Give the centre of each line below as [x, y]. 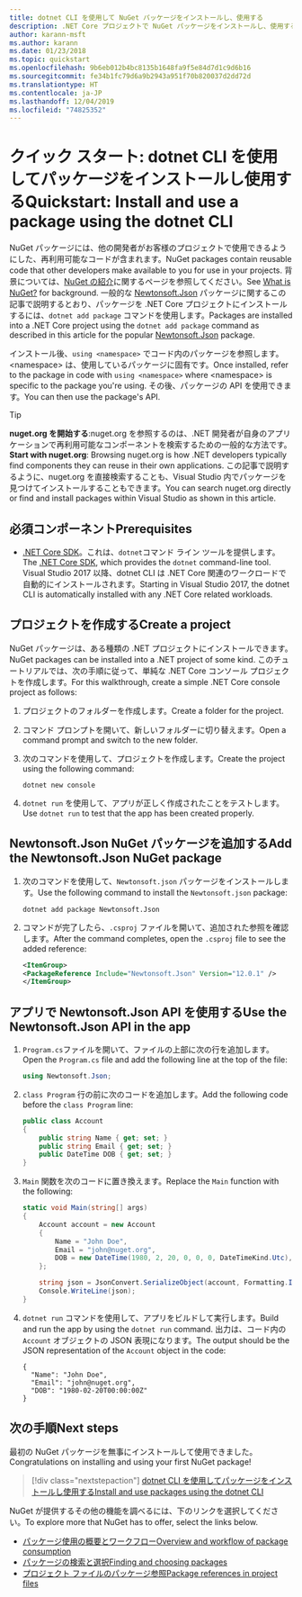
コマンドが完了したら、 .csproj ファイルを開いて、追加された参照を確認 [155, 927]
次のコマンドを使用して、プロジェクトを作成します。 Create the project [154, 758]
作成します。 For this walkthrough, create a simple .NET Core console [152, 681]
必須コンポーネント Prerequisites [101, 529]
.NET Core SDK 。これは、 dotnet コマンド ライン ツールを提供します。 [151, 552]
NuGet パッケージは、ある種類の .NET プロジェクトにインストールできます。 [151, 648]
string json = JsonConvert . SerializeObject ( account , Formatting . [164, 1283]
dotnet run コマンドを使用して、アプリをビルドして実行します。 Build [151, 1317]
